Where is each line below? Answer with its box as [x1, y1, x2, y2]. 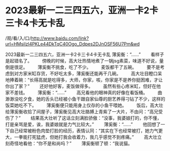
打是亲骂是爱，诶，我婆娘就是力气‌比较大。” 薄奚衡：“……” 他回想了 [5, 121, 161, 127]
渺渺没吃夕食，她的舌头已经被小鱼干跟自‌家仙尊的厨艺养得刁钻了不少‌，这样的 [5, 96, 165, 102]
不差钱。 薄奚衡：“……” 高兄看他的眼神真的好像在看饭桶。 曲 [9, 89, 162, 96]
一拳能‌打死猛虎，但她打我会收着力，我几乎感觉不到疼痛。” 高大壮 [14, 134, 158, 140]
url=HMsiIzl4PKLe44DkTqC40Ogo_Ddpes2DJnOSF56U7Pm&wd [5, 41, 140, 47]
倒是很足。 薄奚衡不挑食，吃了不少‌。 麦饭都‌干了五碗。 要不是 [5, 64, 160, 70]
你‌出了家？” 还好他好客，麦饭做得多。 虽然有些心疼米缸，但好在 [5, 83, 157, 89]
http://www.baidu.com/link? [31, 35, 89, 41]
